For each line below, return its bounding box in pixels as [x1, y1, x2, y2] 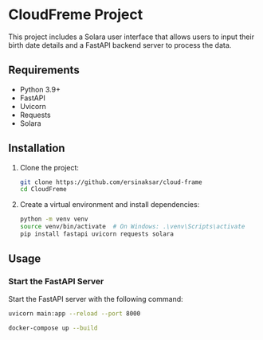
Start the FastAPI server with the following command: [8, 294, 183, 303]
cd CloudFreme [19, 186, 67, 193]
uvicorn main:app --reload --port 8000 [8, 309, 141, 318]
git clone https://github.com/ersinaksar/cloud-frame [19, 178, 202, 186]
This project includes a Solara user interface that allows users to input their [8, 32, 255, 41]
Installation [8, 142, 65, 155]
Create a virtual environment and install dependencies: [19, 200, 200, 209]
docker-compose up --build [8, 324, 98, 332]
